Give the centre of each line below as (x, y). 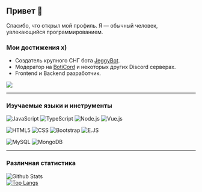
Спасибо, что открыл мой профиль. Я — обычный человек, (82, 25)
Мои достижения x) (37, 47)
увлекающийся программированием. (55, 32)
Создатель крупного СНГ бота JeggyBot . (67, 61)
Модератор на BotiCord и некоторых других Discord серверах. (95, 67)
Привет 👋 (25, 11)
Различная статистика (41, 163)
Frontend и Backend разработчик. (58, 73)
